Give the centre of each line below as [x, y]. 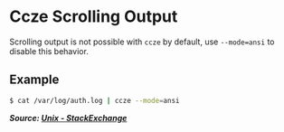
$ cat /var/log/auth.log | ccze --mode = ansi [95, 100]
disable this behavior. [49, 51]
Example [34, 80]
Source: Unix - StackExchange [68, 118]
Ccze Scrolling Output [94, 17]
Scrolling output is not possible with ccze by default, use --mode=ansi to [142, 42]
